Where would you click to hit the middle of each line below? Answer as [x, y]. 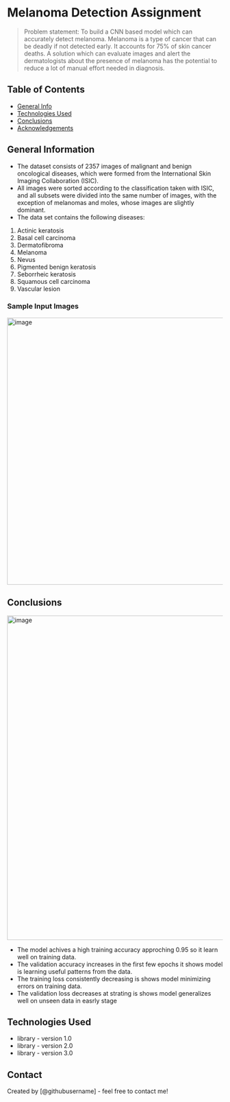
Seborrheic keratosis [47, 274]
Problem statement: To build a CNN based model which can [108, 32]
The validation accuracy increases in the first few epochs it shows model [120, 964]
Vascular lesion [38, 289]
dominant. [31, 210]
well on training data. [47, 957]
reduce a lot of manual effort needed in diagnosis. [94, 68]
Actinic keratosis [40, 230]
